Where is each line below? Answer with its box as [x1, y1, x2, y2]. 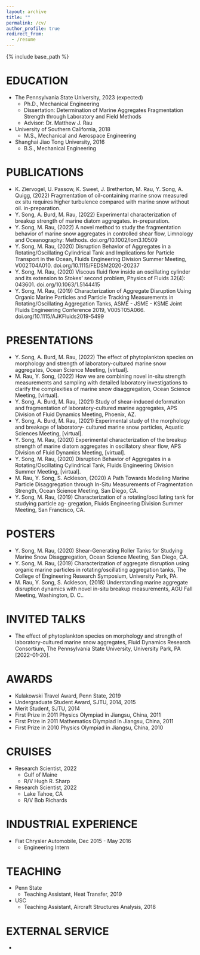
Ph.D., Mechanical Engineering [23, 100, 100, 107]
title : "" [6, 14, 31, 20]
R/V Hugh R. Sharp [23, 777, 70, 784]
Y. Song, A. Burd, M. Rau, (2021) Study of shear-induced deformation [14, 398, 186, 405]
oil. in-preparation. [14, 204, 61, 211]
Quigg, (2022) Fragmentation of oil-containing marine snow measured [14, 192, 188, 199]
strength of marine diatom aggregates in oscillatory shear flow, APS [14, 442, 181, 450]
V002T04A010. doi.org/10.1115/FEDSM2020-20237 [14, 262, 140, 269]
